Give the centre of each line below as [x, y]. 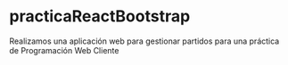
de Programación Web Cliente [64, 50]
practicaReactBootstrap [100, 16]
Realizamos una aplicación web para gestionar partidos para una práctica [144, 41]
